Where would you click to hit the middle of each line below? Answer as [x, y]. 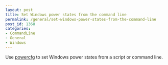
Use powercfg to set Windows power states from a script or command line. [84, 57]
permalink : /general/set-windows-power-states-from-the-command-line [81, 19]
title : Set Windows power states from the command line [66, 15]
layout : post [19, 10]
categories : [18, 29]
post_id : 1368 [20, 24]
